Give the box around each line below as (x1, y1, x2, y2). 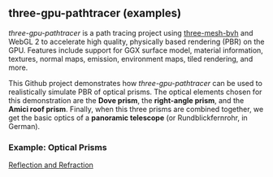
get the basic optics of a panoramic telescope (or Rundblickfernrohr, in (8, 113, 248, 123)
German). (8, 121, 41, 131)
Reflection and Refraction (8, 160, 93, 170)
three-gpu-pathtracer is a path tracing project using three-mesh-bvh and (8, 28, 253, 37)
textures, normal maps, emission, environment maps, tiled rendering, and (8, 54, 253, 63)
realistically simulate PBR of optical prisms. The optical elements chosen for (8, 87, 262, 97)
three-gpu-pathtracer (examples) (8, 6, 181, 20)
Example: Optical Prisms (8, 141, 107, 153)
